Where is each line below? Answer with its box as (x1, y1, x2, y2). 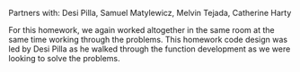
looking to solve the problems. (8, 53, 120, 63)
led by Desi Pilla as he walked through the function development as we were (8, 44, 291, 54)
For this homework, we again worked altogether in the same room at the (8, 25, 275, 35)
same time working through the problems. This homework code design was (8, 35, 288, 44)
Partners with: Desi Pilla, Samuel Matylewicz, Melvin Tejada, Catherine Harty (8, 8, 292, 18)
